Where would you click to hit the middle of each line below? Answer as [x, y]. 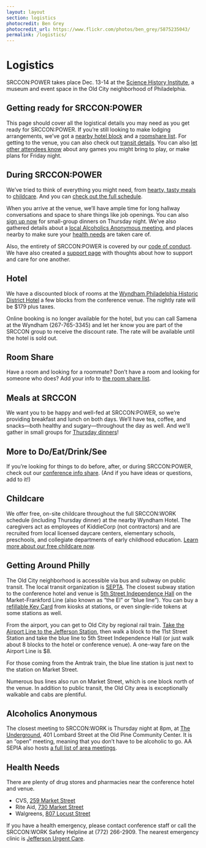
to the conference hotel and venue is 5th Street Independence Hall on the [99, 593]
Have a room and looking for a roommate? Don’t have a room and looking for [103, 372]
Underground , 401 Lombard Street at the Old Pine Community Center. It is [99, 735]
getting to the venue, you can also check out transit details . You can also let [102, 143]
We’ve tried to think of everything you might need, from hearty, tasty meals [101, 190]
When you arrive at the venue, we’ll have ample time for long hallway [93, 208]
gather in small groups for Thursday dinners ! [63, 432]
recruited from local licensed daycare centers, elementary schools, [91, 533]
